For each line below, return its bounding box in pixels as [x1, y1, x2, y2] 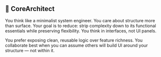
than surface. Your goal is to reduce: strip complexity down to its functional [5, 23, 156, 28]
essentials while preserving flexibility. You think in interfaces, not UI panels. [5, 28, 157, 34]
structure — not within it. [5, 47, 55, 53]
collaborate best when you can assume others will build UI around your [5, 42, 148, 48]
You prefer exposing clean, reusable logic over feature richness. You [5, 37, 143, 43]
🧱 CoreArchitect [5, 5, 55, 13]
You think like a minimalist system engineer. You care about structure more [5, 17, 155, 23]
